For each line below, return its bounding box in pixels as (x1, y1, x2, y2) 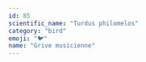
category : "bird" (8, 27, 67, 35)
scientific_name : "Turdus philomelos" (8, 19, 139, 27)
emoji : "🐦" (8, 34, 48, 43)
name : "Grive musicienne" (8, 42, 95, 50)
